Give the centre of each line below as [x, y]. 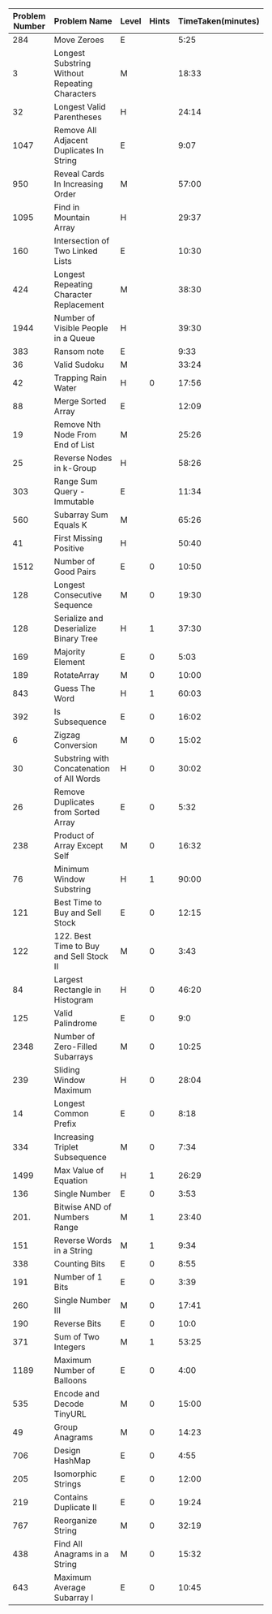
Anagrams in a [81, 1554]
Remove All [75, 130]
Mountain [72, 217]
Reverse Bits [78, 1324]
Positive [69, 548]
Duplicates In [79, 151]
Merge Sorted [80, 401]
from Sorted [77, 812]
